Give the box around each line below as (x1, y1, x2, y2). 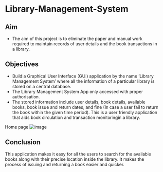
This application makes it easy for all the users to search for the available (5, 151, 151, 157)
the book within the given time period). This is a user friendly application (12, 109, 158, 115)
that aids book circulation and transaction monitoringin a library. (12, 115, 140, 120)
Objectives (5, 60, 39, 69)
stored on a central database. (12, 83, 72, 89)
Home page (5, 124, 29, 130)
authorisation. (12, 94, 40, 99)
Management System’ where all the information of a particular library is (12, 78, 155, 84)
